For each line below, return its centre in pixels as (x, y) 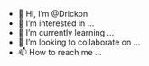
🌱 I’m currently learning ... (66, 33)
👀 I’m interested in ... (56, 23)
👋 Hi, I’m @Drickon (53, 14)
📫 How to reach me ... (60, 52)
